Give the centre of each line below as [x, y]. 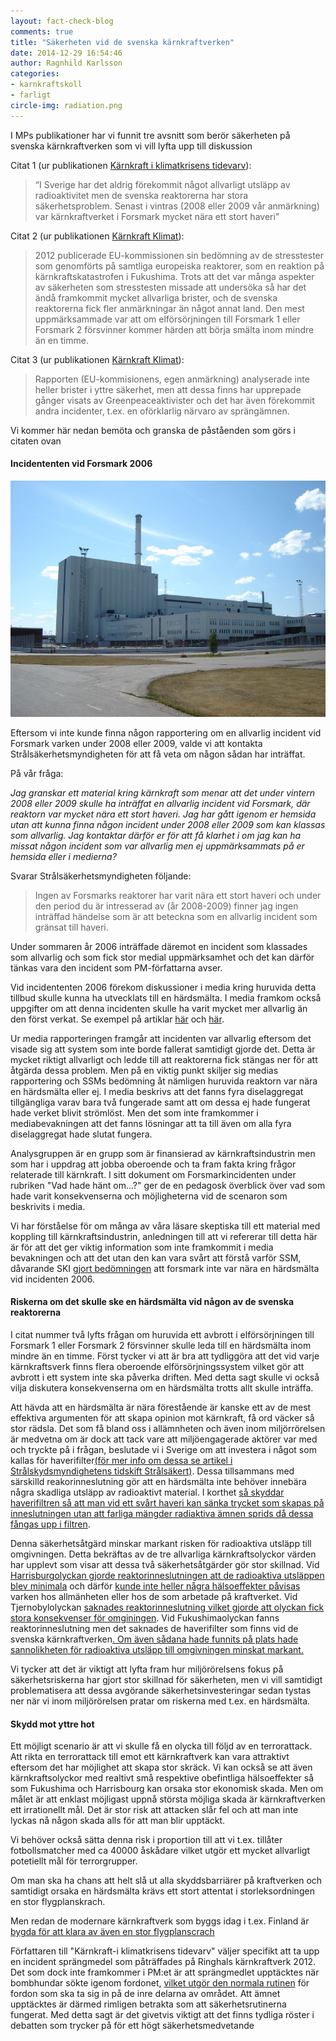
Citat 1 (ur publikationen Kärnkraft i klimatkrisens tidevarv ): [131, 165]
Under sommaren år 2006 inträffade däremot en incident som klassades [159, 946]
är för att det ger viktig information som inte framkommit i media [142, 1247]
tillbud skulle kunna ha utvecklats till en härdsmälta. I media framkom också [166, 997]
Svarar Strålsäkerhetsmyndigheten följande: [101, 876]
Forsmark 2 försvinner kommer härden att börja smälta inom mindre [174, 329]
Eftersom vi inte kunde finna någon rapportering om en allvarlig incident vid [166, 732]
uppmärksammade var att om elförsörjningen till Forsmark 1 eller [167, 319]
